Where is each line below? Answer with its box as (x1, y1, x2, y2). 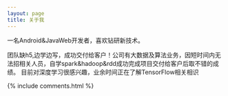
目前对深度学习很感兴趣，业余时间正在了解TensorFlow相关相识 (20, 68, 199, 76)
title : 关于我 (7, 16, 45, 23)
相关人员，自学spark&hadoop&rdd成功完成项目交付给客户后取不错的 (19, 59, 214, 67)
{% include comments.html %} (7, 82, 94, 90)
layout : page (7, 10, 45, 17)
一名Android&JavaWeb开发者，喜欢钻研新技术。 (7, 36, 145, 45)
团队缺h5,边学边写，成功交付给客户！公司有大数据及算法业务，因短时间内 (7, 51, 216, 59)
